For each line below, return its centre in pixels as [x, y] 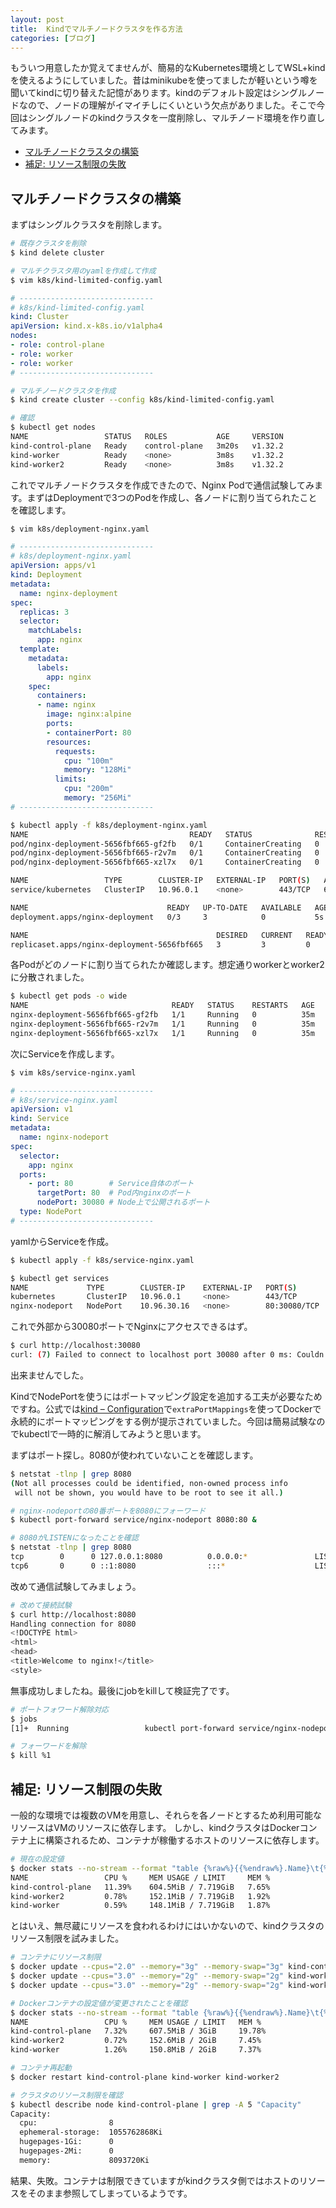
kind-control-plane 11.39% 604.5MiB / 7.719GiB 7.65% [140, 1887]
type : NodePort [51, 1212]
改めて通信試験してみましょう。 [76, 1586]
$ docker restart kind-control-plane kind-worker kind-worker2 [145, 2077]
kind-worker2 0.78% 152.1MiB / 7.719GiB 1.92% [140, 1896]
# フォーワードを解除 [48, 1746]
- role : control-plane [57, 345]
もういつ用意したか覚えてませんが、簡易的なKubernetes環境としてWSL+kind [168, 68]
